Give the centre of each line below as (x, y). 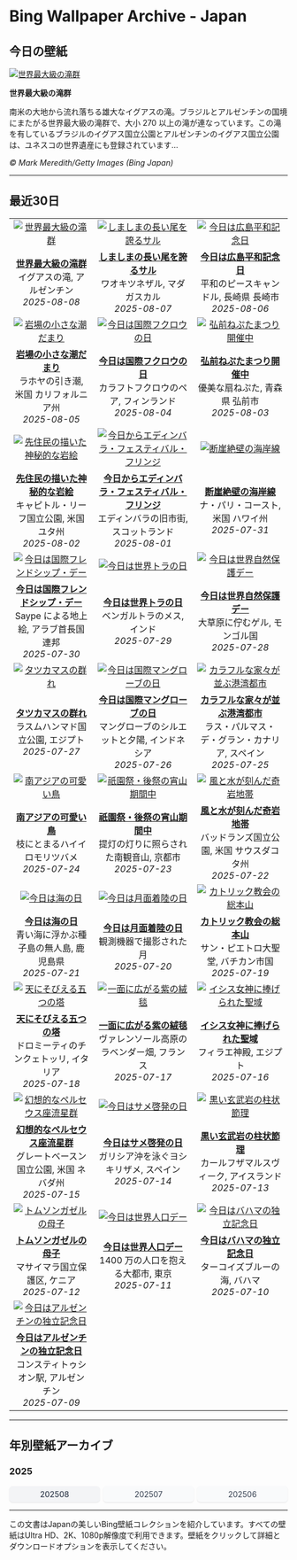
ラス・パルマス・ (240, 726)
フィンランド (150, 400)
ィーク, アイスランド (240, 1176)
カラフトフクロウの (138, 387)
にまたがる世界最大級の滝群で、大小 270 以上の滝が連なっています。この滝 (145, 123)
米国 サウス (239, 850)
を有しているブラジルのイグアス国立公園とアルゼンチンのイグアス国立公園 (145, 134)
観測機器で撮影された (143, 941)
